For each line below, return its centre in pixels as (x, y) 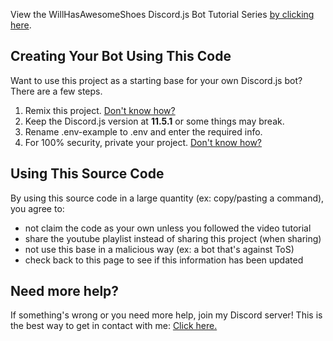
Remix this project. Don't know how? (100, 110)
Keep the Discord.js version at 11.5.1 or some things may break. (154, 121)
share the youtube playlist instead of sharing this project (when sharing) (173, 238)
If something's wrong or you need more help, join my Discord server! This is (166, 315)
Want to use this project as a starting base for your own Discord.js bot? (156, 80)
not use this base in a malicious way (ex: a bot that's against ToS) (159, 249)
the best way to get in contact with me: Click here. (114, 326)
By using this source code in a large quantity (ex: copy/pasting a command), (167, 198)
